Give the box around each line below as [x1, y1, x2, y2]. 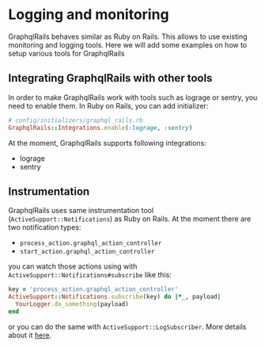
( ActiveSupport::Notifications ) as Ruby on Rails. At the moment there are [8, 214, 252, 223]
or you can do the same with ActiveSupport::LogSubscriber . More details [8, 322, 247, 331]
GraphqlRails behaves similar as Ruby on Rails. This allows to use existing [8, 32, 248, 41]
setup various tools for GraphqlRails [8, 48, 125, 58]
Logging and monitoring [8, 6, 169, 24]
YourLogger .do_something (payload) [15, 300, 129, 308]
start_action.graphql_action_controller [19, 248, 155, 256]
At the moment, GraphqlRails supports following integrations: [8, 138, 207, 147]
